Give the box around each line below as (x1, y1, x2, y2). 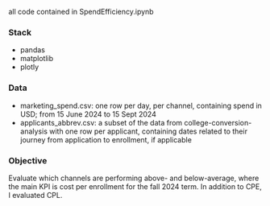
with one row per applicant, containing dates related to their (49, 126, 248, 136)
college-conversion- (184, 117, 252, 127)
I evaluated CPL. (8, 190, 63, 200)
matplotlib (19, 54, 54, 64)
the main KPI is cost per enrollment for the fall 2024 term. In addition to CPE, (8, 181, 262, 192)
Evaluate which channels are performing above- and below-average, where (8, 173, 260, 183)
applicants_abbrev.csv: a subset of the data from (19, 117, 183, 127)
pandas (19, 45, 46, 55)
